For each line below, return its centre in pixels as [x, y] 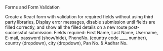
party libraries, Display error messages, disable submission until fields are [80, 22]
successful [16, 32]
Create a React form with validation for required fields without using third [79, 17]
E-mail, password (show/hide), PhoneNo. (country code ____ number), [76, 38]
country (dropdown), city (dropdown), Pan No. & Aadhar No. [66, 43]
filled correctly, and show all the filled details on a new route [66, 27]
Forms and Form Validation [33, 7]
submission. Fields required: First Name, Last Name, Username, [93, 32]
